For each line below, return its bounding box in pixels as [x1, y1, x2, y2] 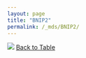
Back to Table [15, 43, 56, 52]
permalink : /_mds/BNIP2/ [7, 23, 80, 30]
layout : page [7, 10, 45, 17]
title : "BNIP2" [7, 17, 52, 24]
